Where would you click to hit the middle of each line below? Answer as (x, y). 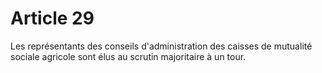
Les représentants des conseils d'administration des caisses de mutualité (161, 46)
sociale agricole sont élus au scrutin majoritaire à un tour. (128, 56)
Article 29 (52, 18)
